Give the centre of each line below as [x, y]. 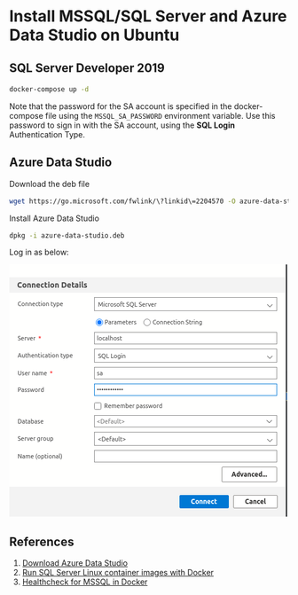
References [42, 541]
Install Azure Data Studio [55, 218]
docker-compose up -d [49, 90]
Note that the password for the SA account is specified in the [121, 106]
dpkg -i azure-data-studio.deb [67, 235]
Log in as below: [39, 252]
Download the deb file [50, 184]
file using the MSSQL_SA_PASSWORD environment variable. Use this [161, 115]
